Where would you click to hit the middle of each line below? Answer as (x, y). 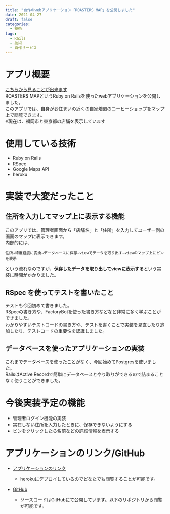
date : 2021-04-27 (24, 15)
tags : (11, 34)
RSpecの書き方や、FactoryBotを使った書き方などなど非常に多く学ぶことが (83, 312)
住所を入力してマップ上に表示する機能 (65, 217)
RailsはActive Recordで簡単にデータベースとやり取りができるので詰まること (84, 374)
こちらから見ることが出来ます (36, 89)
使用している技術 (41, 143)
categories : (18, 24)
